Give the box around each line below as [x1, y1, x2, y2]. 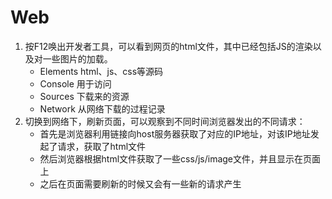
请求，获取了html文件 [57, 140, 147, 152]
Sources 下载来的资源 [39, 90, 130, 102]
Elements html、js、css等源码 [39, 65, 164, 77]
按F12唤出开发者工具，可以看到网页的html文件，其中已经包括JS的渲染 [24, 40, 313, 52]
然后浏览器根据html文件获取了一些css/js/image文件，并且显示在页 [39, 152, 313, 165]
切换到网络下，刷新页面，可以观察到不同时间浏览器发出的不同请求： [24, 115, 306, 127]
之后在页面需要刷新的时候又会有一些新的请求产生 [39, 177, 242, 190]
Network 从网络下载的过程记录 [39, 102, 166, 115]
